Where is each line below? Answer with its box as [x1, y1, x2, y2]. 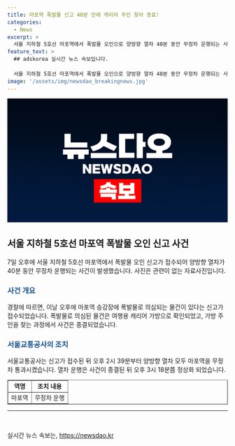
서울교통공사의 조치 [7, 340, 69, 349]
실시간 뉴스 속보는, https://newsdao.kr [7, 431, 114, 439]
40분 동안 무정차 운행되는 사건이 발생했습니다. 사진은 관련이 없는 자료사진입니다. [7, 266, 226, 274]
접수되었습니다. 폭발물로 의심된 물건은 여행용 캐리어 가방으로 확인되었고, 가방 [7, 312, 217, 320]
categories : [7, 18, 42, 26]
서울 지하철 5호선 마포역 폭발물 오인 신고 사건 [7, 238, 189, 250]
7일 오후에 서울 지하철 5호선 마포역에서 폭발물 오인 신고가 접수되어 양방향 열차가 [7, 258, 225, 266]
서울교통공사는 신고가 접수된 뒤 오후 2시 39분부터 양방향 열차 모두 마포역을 [7, 357, 211, 365]
